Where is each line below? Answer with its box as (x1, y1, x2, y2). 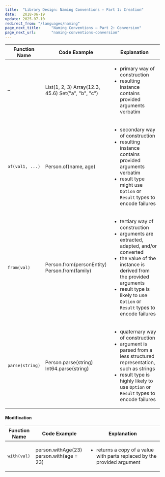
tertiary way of (120, 218, 154, 225)
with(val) (7, 453, 30, 459)
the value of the (120, 255, 156, 262)
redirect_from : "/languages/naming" (5, 21, 80, 26)
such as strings (120, 365, 155, 372)
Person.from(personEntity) (45, 261, 107, 268)
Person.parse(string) (45, 359, 93, 366)
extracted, (120, 237, 143, 243)
